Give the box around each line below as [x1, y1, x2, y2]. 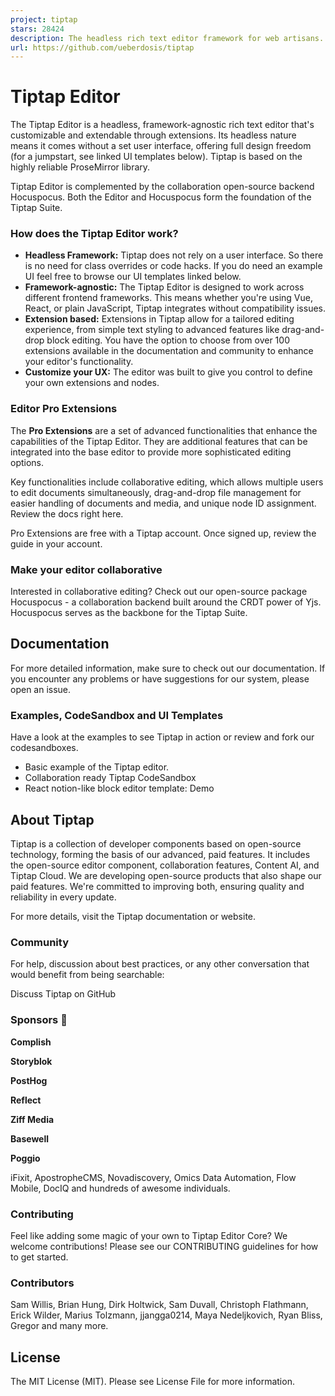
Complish [10, 1036, 52, 1048]
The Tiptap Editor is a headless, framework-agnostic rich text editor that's [10, 119, 315, 131]
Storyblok [10, 1055, 53, 1067]
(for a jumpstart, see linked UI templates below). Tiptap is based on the [10, 151, 303, 163]
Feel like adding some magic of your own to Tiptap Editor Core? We [10, 1229, 288, 1241]
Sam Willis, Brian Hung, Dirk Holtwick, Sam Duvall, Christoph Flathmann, [10, 1299, 309, 1311]
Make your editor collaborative [10, 562, 163, 576]
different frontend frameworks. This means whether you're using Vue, [24, 292, 313, 304]
